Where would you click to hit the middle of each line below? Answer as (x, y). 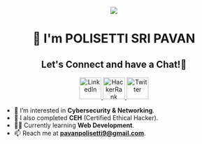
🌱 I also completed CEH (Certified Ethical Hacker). (86, 118)
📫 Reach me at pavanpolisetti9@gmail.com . (80, 133)
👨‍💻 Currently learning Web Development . (74, 125)
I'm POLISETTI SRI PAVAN (120, 39)
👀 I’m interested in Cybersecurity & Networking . (84, 110)
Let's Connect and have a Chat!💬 (114, 64)
